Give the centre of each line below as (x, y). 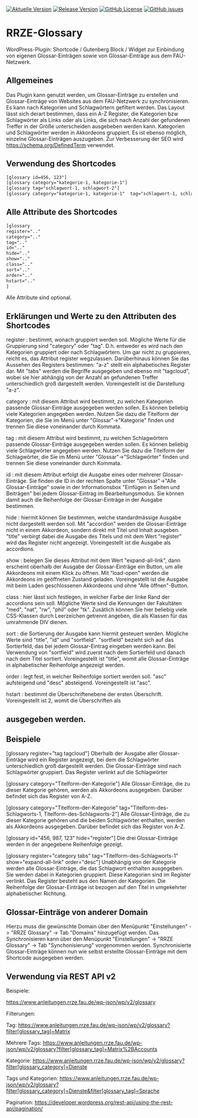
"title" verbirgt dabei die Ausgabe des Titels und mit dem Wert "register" (94, 537)
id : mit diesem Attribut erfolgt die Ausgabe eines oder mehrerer (84, 475)
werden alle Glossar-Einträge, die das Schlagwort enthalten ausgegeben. (95, 868)
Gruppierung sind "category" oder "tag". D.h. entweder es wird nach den (95, 346)
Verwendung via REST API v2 (61, 976)
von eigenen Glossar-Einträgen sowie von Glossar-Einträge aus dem (89, 56)
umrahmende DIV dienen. (37, 622)
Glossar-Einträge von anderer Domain (77, 912)
